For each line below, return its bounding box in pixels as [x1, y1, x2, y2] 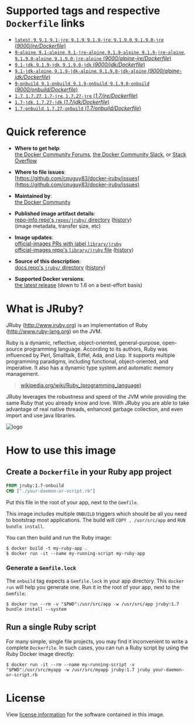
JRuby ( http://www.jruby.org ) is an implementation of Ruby [6, 321, 148, 328]
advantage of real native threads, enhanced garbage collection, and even [6, 405, 183, 412]
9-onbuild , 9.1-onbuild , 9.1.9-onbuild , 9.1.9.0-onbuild [14, 79, 150, 86]
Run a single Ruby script [6, 622, 97, 632]
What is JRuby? [6, 302, 84, 315]
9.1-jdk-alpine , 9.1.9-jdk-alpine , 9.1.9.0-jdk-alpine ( [14, 67, 150, 74]
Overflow [14, 157, 37, 164]
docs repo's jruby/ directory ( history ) [14, 264, 106, 271]
